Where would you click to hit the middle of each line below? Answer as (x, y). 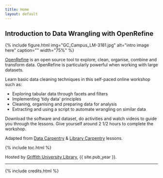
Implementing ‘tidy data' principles (47, 99)
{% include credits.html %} (32, 171)
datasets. (14, 70)
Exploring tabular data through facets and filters (60, 94)
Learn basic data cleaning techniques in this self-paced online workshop (78, 79)
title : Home (17, 9)
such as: (14, 85)
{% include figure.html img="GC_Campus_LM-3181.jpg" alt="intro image (77, 45)
